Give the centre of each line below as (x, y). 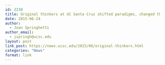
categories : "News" (25, 50)
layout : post (18, 42)
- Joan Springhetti (29, 28)
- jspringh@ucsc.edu (30, 37)
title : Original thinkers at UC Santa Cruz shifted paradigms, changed (80, 14)
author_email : (20, 32)
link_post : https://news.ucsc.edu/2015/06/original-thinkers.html (74, 46)
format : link (18, 55)
